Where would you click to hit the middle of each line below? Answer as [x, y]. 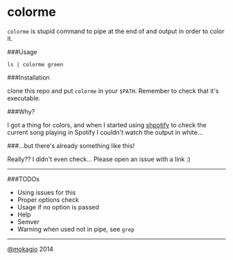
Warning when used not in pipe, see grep [76, 229]
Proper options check [48, 199]
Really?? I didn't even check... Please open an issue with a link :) [99, 159]
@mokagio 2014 [31, 249]
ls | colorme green [35, 64]
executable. [24, 98]
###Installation [28, 77]
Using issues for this [46, 192]
